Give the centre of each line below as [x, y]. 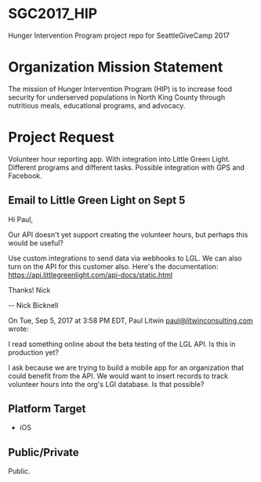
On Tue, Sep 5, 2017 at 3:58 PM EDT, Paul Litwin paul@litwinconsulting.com [130, 320]
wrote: [18, 329]
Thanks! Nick [29, 290]
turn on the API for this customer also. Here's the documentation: [113, 266]
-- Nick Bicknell [33, 305]
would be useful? [36, 243]
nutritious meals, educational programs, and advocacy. [97, 105]
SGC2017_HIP [53, 14]
